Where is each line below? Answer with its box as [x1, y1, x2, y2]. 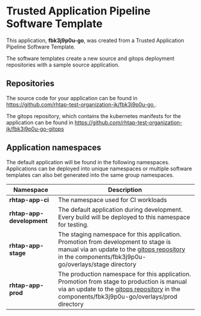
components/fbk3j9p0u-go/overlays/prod [57, 292, 178, 300]
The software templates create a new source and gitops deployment [6, 55, 175, 62]
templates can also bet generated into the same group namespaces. [6, 171, 175, 178]
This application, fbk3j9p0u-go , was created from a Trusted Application [6, 37, 184, 44]
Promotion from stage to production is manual [57, 277, 187, 285]
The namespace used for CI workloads [57, 195, 167, 204]
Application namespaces [6, 143, 102, 153]
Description [108, 185, 142, 194]
